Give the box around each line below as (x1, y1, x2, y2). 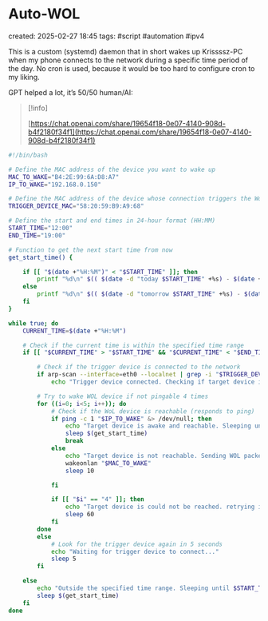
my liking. (8, 72, 40, 82)
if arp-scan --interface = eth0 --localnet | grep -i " (37, 371, 219, 379)
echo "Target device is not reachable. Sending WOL (65, 452, 241, 460)
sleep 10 (65, 467, 94, 475)
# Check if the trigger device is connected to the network (37, 363, 241, 372)
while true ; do (8, 319, 59, 328)
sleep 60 (65, 511, 94, 519)
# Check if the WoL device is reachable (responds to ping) (50, 407, 255, 416)
